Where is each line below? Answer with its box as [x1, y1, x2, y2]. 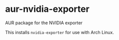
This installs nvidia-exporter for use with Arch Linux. [5, 29, 115, 35]
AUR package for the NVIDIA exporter [5, 20, 83, 26]
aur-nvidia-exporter [5, 3, 90, 15]
